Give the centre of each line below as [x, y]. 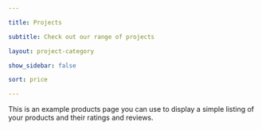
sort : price [28, 80]
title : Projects [35, 22]
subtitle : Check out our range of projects [82, 36]
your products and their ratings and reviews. [81, 118]
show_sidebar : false [43, 65]
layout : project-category [51, 51]
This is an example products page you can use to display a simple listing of [131, 109]
